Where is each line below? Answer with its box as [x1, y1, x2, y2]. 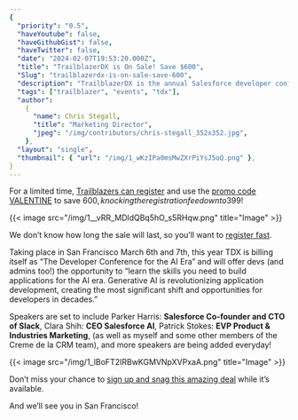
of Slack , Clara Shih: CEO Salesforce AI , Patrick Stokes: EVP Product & [9, 321, 271, 331]
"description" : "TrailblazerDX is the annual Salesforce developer [17, 79, 272, 88]
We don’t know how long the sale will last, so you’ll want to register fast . [9, 230, 272, 241]
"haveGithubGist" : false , [17, 37, 114, 47]
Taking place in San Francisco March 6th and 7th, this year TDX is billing [9, 247, 273, 258]
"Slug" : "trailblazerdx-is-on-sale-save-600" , [17, 71, 192, 80]
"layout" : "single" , [17, 145, 93, 154]
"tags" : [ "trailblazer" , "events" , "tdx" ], [17, 87, 180, 96]
